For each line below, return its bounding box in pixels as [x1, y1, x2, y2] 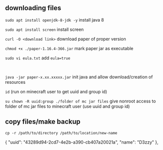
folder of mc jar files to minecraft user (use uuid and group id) [5, 103, 130, 109]
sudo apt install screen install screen [5, 26, 84, 32]
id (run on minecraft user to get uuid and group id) [5, 88, 108, 95]
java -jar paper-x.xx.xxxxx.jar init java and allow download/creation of [5, 74, 153, 80]
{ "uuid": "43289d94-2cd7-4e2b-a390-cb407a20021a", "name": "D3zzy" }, [5, 139, 159, 145]
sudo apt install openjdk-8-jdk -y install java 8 [5, 17, 104, 23]
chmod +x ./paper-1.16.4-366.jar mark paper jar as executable [5, 45, 134, 51]
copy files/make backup [5, 118, 81, 126]
